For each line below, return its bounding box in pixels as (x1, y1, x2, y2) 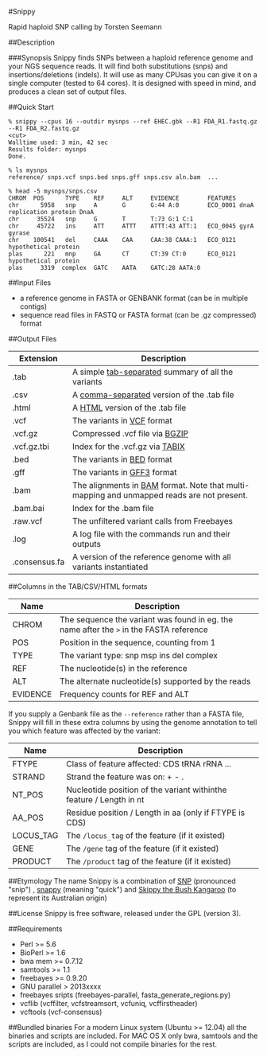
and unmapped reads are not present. (106, 489, 248, 501)
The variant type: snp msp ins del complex (59, 650, 219, 661)
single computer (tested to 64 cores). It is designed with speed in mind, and (8, 79, 257, 88)
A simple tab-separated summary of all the (72, 366, 234, 377)
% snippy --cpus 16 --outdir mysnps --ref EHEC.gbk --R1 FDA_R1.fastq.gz (8, 118, 258, 126)
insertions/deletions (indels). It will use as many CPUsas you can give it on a (8, 70, 258, 79)
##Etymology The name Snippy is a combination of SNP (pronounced (8, 876, 236, 886)
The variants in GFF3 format (72, 467, 177, 478)
